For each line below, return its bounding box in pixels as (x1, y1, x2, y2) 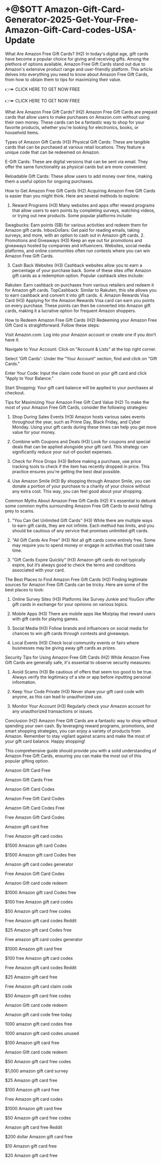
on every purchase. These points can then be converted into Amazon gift (5, 303, 151, 308)
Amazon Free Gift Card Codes (5, 796, 65, 801)
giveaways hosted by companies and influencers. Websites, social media (5, 242, 151, 248)
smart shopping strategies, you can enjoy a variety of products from (5, 728, 141, 733)
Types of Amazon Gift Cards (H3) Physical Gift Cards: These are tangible (5, 139, 150, 144)
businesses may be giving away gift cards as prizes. (12, 645, 117, 651)
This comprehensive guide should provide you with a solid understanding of (5, 748, 157, 753)
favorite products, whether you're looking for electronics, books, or (5, 124, 139, 130)
